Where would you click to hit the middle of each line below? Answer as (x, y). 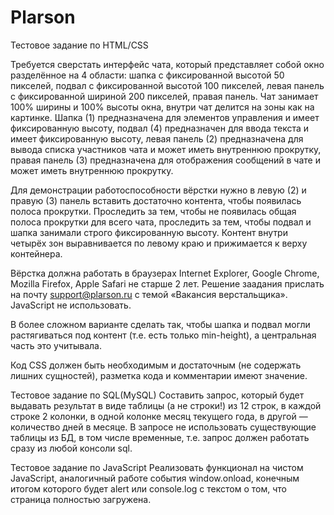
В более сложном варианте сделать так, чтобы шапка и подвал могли (160, 324)
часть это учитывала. (56, 345)
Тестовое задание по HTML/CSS (79, 45)
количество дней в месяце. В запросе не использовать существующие (163, 427)
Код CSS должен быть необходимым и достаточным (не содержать (156, 365)
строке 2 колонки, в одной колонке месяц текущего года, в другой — (159, 416)
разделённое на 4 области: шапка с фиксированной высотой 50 (147, 75)
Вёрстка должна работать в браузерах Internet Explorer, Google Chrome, (165, 273)
